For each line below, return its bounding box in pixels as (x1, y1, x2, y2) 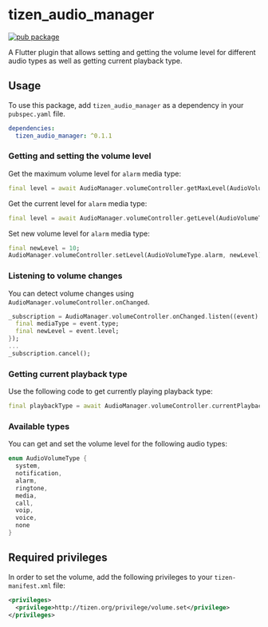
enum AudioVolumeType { (8, 454, 88, 462)
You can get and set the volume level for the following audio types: (8, 439, 227, 449)
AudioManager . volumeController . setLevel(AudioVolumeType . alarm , (8, 252, 227, 260)
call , (15, 499, 34, 507)
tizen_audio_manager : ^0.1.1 (15, 132, 112, 140)
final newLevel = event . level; (15, 327, 120, 335)
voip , (15, 506, 34, 514)
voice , (15, 514, 37, 522)
